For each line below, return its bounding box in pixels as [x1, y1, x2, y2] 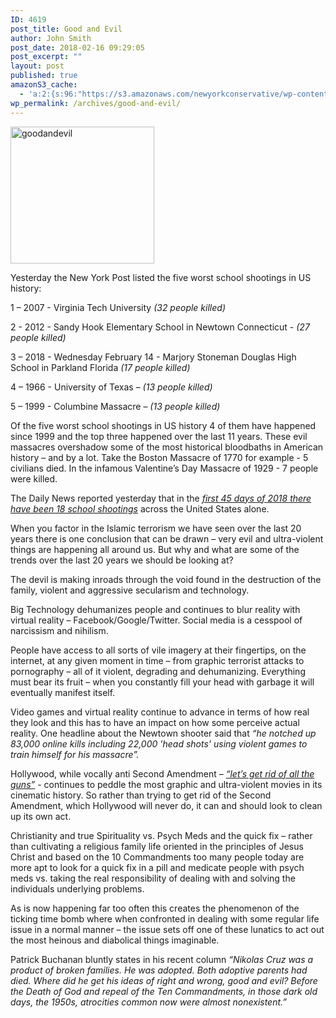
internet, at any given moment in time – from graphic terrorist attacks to [10, 654, 305, 666]
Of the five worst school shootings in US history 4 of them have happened [10, 419, 317, 431]
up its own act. [10, 810, 72, 822]
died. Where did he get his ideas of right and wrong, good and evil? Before [10, 974, 318, 986]
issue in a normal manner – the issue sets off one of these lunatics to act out [10, 923, 325, 935]
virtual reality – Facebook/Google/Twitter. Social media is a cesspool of [10, 614, 303, 626]
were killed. [10, 472, 58, 485]
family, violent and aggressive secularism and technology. [10, 584, 250, 596]
